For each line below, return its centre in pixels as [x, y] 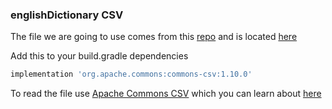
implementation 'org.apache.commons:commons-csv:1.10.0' [131, 74]
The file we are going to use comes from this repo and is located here [154, 37]
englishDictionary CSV [67, 15]
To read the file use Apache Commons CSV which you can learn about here [166, 94]
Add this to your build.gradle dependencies [99, 56]
